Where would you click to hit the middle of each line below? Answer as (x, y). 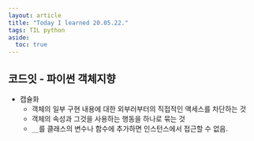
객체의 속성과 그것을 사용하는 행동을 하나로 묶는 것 (108, 118)
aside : (19, 37)
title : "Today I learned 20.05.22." (68, 23)
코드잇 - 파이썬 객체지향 (62, 78)
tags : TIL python (37, 30)
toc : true (31, 45)
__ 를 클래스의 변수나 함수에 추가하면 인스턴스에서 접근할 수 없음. (130, 128)
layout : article (35, 15)
